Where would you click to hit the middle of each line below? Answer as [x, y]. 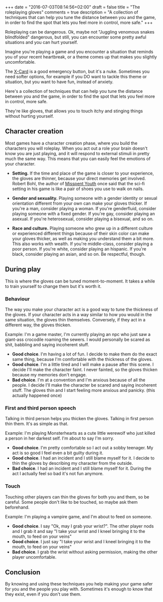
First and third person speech [41, 408]
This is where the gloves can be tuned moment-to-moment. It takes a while [80, 281]
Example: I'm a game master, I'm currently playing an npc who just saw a [78, 334]
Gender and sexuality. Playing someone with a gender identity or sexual [85, 198]
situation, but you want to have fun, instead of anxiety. [59, 82]
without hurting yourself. [30, 116]
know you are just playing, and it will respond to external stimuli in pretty [77, 153]
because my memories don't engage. [49, 374]
